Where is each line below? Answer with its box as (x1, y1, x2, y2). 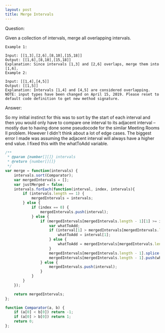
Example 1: (5, 44, 27, 49)
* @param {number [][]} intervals (7, 155, 76, 160)
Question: (5, 25, 25, 31)
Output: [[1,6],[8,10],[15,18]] (5, 57, 71, 62)
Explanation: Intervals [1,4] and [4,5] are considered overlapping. (5, 87, 151, 93)
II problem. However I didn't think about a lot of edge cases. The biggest (5, 130, 152, 136)
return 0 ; (14, 319, 34, 324)
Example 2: (5, 70, 27, 75)
